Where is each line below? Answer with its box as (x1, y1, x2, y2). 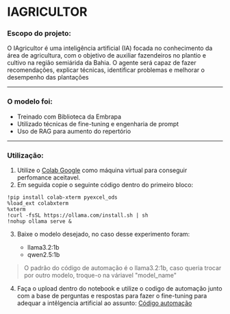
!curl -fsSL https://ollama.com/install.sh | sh (7, 212, 149, 219)
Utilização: (7, 150, 44, 160)
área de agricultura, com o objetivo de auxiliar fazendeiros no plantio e (7, 51, 207, 60)
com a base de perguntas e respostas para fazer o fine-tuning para (16, 292, 207, 300)
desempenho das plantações (7, 73, 89, 82)
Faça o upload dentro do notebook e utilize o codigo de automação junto (16, 285, 222, 293)
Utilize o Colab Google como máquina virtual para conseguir (16, 166, 188, 175)
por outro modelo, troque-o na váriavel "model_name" (23, 271, 177, 280)
